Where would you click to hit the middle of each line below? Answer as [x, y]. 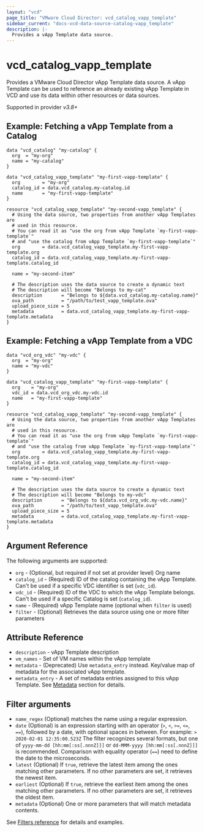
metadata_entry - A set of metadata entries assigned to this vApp [97, 678]
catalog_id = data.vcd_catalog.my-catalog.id [71, 188]
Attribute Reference [45, 637]
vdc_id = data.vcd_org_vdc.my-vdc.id [60, 393]
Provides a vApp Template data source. [63, 35]
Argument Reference [47, 546]
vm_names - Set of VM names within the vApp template [83, 659]
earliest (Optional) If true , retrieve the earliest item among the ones [102, 784]
